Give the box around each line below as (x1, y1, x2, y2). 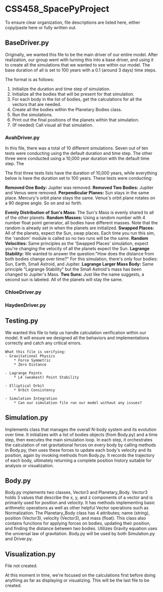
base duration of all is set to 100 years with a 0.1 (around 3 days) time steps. (5, 67, 157, 73)
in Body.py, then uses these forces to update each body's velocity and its (5, 447, 152, 453)
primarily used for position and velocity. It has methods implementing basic (5, 500, 155, 506)
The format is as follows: (5, 76, 54, 82)
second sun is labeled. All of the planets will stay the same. (5, 277, 123, 283)
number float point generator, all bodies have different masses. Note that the (5, 220, 158, 226)
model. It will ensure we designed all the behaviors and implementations (5, 335, 149, 340)
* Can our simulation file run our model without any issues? (14, 400, 142, 405)
